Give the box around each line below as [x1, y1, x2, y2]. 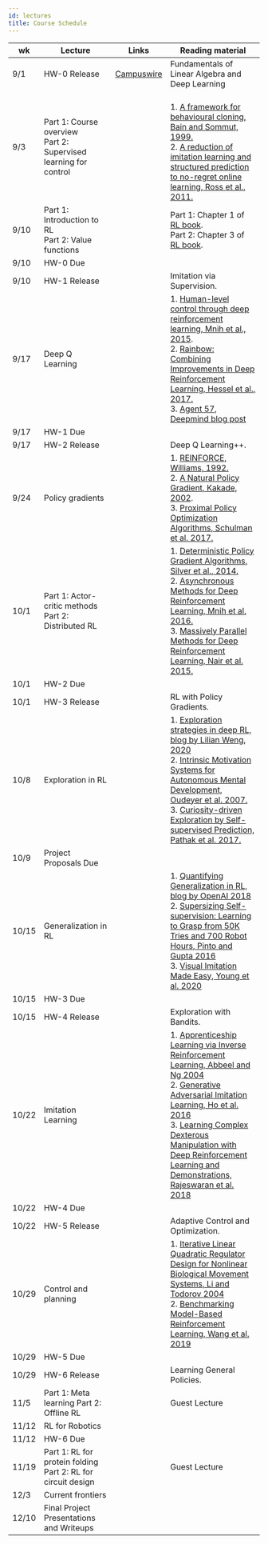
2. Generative [170, 1079, 221, 1090]
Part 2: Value [43, 234, 93, 245]
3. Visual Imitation [170, 960, 238, 971]
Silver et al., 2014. [170, 565, 239, 576]
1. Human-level [170, 293, 230, 304]
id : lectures [8, 11, 52, 20]
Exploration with [170, 1006, 231, 1017]
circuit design [43, 1476, 95, 1487]
